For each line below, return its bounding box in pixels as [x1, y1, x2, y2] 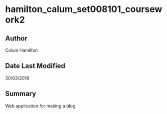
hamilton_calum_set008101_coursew [5, 3, 163, 15]
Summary [5, 89, 36, 98]
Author [5, 34, 27, 42]
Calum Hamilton [5, 47, 38, 53]
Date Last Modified [5, 61, 66, 70]
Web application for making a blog [5, 102, 76, 108]
